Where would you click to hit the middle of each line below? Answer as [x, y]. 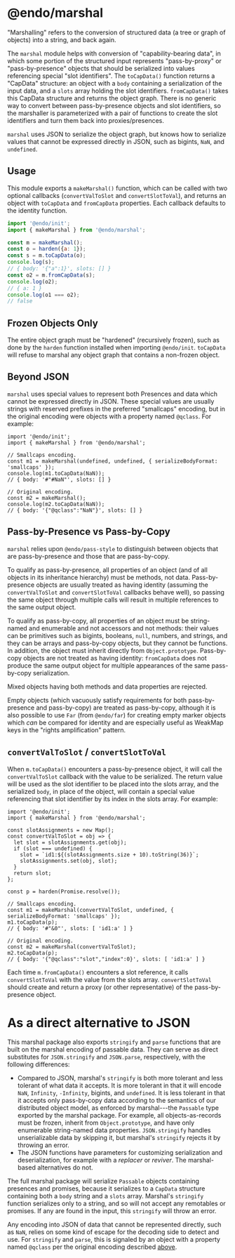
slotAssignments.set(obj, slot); [69, 861]
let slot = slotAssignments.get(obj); [70, 842]
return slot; [33, 873]
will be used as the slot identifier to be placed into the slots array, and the [113, 783]
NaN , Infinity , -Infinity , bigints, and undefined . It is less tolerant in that [121, 1093]
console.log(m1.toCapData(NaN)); [56, 473]
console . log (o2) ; [33, 282]
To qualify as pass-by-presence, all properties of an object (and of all [108, 569]
